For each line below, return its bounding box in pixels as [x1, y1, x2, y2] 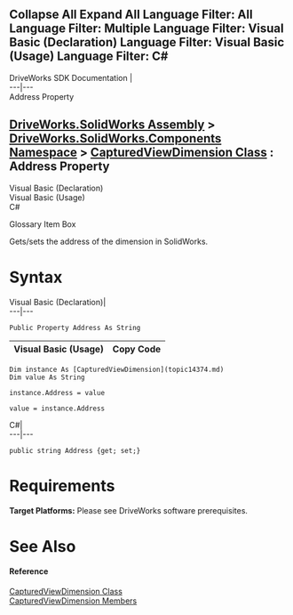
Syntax [9, 267, 63, 287]
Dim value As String [9, 373, 86, 382]
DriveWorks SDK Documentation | [9, 72, 133, 83]
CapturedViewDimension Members [9, 595, 138, 606]
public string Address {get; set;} [9, 446, 141, 455]
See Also [9, 536, 76, 556]
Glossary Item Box [9, 218, 76, 230]
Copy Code [112, 343, 162, 355]
